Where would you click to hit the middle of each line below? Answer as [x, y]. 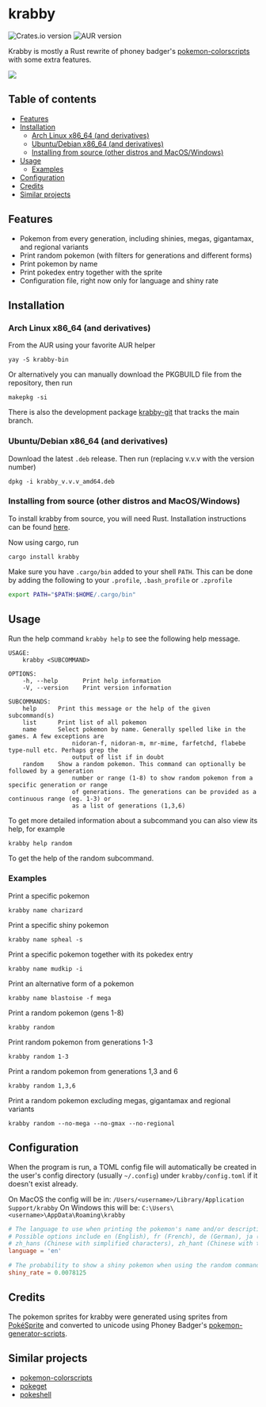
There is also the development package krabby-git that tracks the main [124, 412]
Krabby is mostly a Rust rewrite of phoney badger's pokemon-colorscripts [129, 51]
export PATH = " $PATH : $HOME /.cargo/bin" [72, 594]
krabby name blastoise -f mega [60, 998]
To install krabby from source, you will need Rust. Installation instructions [127, 518]
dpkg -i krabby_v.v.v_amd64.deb [61, 481]
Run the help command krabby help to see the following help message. [124, 638]
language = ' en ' [35, 1251]
